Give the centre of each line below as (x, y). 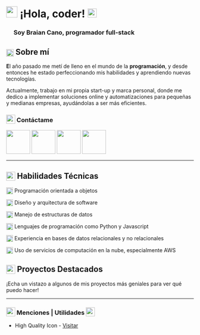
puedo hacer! (23, 290)
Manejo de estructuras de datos (53, 214)
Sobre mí (32, 52)
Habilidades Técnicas (58, 176)
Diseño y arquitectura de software (56, 202)
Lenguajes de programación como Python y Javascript (81, 226)
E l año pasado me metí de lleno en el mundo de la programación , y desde (97, 66)
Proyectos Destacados (60, 269)
